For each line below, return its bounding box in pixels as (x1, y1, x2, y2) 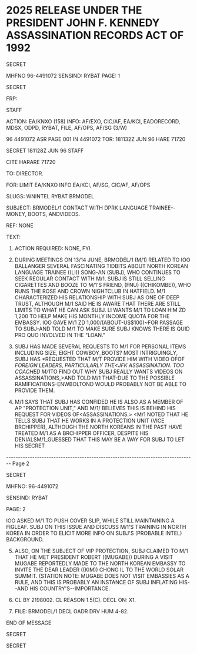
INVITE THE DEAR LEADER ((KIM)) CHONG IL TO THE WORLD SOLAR (14, 566, 184, 573)
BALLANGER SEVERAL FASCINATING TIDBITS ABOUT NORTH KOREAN (14, 262, 188, 269)
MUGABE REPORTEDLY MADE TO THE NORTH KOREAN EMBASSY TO (14, 560, 186, 567)
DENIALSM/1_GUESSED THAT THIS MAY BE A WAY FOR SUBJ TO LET (14, 436, 185, 443)
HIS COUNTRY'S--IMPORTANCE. (29, 585, 111, 592)
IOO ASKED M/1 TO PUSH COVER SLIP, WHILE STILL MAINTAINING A (6, 517, 175, 524)
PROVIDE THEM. (14, 387, 55, 394)
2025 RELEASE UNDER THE (6, 4, 142, 17)
